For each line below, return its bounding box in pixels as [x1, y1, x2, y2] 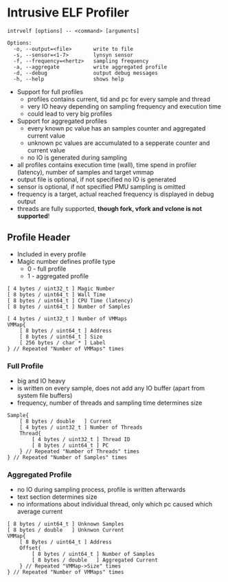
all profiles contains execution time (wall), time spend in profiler [16, 160, 197, 169]
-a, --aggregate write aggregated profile [13, 63, 168, 70]
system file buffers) [16, 392, 73, 400]
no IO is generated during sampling [27, 153, 127, 161]
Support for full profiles [16, 87, 84, 96]
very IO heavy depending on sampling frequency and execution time [27, 102, 222, 111]
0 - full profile [27, 265, 67, 273]
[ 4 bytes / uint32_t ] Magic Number [7, 285, 115, 292]
